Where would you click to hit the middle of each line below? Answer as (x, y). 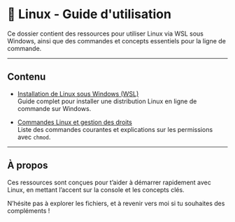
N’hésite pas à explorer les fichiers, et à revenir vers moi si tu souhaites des (116, 203)
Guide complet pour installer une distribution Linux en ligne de (107, 101)
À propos (28, 166)
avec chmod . (34, 137)
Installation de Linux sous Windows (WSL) (78, 94)
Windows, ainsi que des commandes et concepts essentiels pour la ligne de (116, 40)
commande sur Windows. (54, 108)
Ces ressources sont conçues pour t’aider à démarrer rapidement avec (109, 182)
